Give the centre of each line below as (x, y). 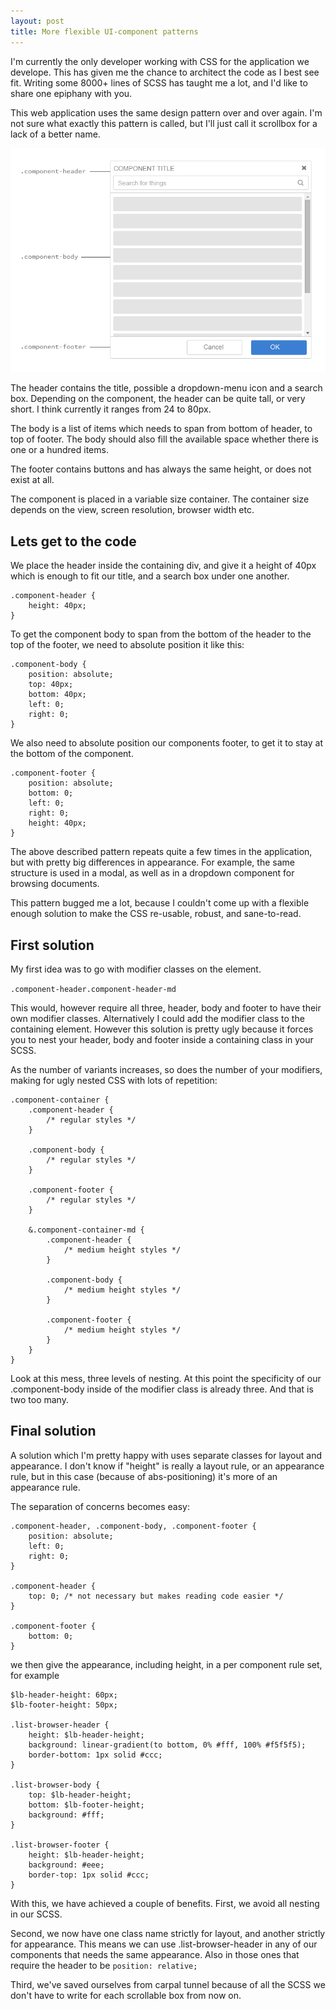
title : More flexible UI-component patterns (104, 31)
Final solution (53, 1431)
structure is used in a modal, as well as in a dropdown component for (152, 873)
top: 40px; (51, 685)
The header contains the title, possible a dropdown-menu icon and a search (166, 388)
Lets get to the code (73, 541)
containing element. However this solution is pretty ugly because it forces (162, 1029)
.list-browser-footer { (60, 1845)
